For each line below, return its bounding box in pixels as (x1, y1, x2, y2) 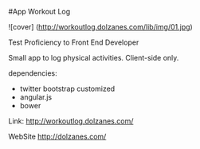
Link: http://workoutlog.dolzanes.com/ (8, 116, 134, 126)
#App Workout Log (8, 7, 71, 16)
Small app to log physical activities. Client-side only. (8, 53, 179, 62)
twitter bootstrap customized (19, 84, 116, 93)
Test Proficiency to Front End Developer (8, 37, 139, 47)
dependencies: (8, 69, 57, 78)
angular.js (19, 92, 53, 102)
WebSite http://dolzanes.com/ (8, 131, 107, 141)
